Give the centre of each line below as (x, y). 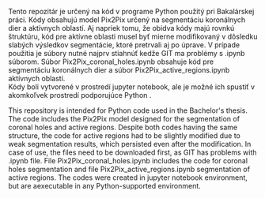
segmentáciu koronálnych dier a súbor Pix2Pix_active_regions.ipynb (119, 70)
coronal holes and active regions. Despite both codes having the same (123, 127)
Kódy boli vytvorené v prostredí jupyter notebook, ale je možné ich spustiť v (132, 87)
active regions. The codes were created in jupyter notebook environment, (128, 177)
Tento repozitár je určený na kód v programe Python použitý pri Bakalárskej (131, 11)
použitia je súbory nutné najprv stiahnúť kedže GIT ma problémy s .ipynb (127, 53)
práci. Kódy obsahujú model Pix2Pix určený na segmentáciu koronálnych (127, 20)
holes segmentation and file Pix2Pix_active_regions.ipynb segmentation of (129, 169)
